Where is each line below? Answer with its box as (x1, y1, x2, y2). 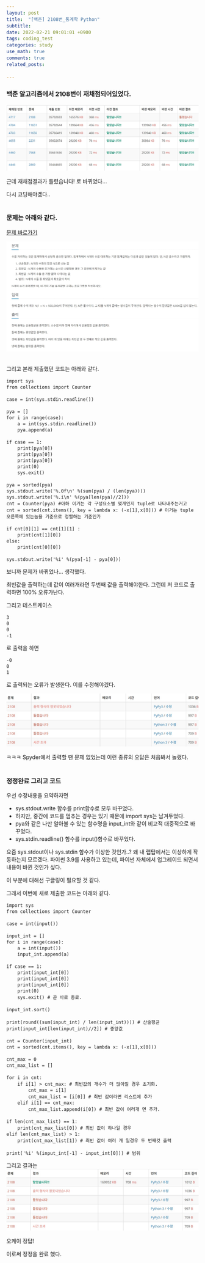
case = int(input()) (6, 921, 59, 927)
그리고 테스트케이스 (6, 602, 52, 609)
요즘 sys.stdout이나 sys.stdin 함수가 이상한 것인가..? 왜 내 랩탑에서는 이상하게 (6, 848, 192, 855)
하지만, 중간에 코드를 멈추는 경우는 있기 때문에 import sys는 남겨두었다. (15, 813, 185, 820)
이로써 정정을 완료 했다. (6, 1250, 62, 1258)
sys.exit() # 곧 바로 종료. (17, 995, 82, 1001)
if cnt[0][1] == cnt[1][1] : (6, 526, 81, 532)
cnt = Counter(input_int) (6, 1038, 72, 1044)
